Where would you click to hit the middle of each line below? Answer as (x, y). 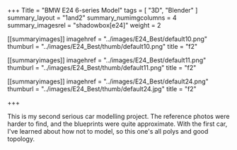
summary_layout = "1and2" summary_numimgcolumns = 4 (92, 18)
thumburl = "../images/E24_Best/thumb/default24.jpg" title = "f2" (102, 89)
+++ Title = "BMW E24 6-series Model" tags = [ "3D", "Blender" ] (103, 10)
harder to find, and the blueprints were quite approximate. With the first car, (117, 124)
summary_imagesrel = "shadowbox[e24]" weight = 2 (84, 25)
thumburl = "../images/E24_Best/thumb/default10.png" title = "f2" (103, 46)
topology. (21, 139)
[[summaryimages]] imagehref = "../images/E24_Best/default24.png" (108, 81)
